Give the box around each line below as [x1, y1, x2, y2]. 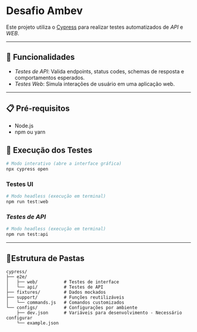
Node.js [14, 122, 34, 129]
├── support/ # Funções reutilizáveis [6, 294, 125, 300]
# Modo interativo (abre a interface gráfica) [6, 161, 122, 167]
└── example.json [16, 320, 59, 326]
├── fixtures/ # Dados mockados [6, 289, 107, 296]
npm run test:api [6, 232, 49, 238]
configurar [6, 315, 33, 321]
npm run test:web [6, 199, 49, 205]
